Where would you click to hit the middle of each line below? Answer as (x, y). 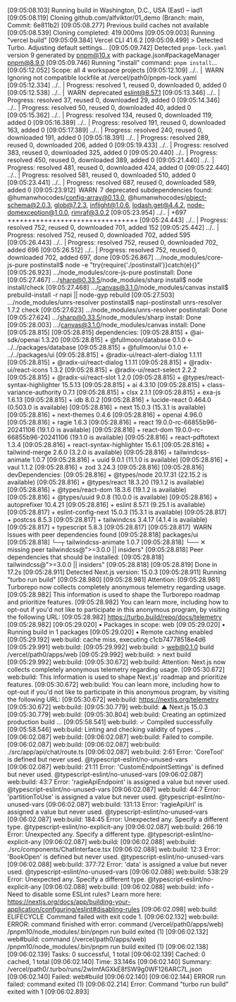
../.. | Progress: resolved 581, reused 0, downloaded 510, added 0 (101, 175)
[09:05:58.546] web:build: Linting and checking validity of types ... (104, 729)
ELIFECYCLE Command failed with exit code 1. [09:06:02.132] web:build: (113, 917)
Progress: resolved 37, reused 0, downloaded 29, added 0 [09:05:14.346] (114, 100)
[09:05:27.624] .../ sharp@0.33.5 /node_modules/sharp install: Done (105, 317)
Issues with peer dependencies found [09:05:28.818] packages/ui (103, 534)
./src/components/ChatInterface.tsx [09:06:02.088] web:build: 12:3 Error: (114, 849)
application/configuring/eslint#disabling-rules (74, 909)
